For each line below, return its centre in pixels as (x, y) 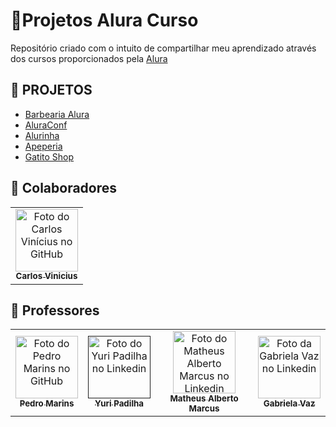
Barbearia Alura (57, 114)
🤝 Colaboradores (64, 188)
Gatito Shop (49, 156)
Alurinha (42, 135)
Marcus (204, 408)
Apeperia (43, 146)
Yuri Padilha (119, 403)
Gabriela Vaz (289, 403)
